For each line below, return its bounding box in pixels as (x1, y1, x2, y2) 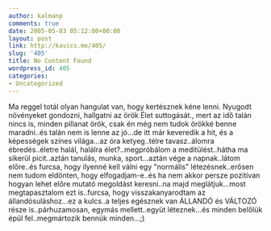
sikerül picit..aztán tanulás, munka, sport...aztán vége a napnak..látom (8, 153, 240, 162)
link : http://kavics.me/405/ (8, 42, 106, 50)
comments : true (8, 19, 60, 27)
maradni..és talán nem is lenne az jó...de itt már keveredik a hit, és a (8, 127, 234, 137)
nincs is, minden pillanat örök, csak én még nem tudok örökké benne (8, 119, 237, 128)
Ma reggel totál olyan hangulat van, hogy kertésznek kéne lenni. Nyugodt (8, 102, 252, 111)
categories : (8, 72, 48, 80)
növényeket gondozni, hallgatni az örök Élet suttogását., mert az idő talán (8, 110, 252, 120)
